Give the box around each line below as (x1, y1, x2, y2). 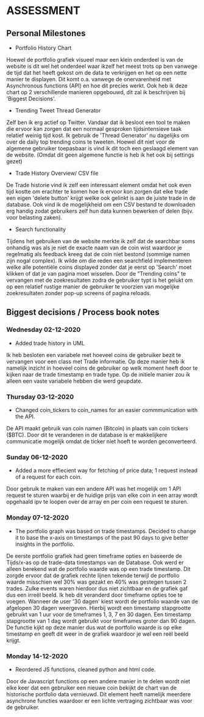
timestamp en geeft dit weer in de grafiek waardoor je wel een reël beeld (6, 630, 189, 638)
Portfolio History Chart (15, 44, 72, 51)
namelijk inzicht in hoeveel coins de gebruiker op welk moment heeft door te (6, 364, 198, 372)
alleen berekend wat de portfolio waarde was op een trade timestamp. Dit (6, 565, 191, 572)
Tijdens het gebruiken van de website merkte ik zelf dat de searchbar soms (6, 238, 195, 245)
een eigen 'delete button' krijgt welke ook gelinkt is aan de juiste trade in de (6, 194, 196, 202)
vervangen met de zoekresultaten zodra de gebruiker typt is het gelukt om (6, 276, 193, 284)
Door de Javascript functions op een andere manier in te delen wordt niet (6, 677, 191, 685)
